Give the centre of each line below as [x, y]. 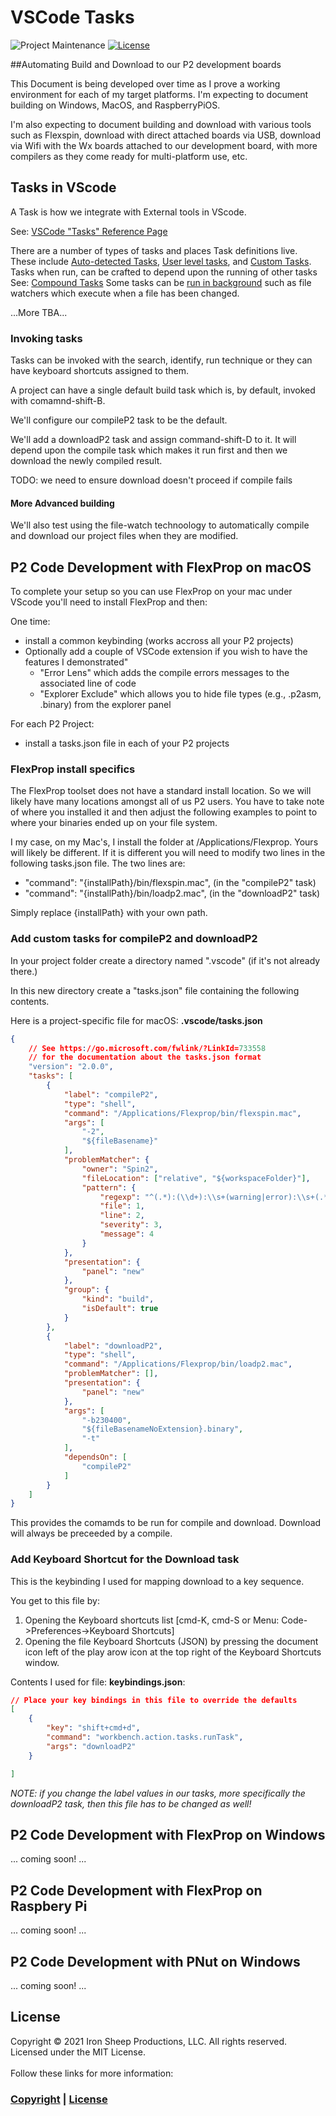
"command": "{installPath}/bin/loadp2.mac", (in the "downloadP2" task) [172, 893]
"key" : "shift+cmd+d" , [93, 1728]
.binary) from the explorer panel [105, 705]
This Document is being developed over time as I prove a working [145, 83]
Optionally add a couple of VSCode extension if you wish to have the [166, 652]
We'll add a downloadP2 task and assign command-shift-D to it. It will [153, 440]
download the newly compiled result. [86, 461]
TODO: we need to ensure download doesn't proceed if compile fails [151, 480]
